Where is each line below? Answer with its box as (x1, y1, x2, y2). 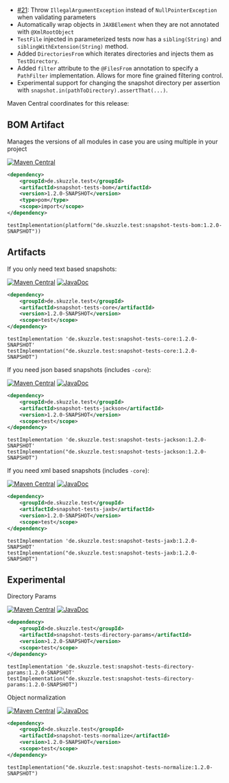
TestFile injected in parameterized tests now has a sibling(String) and (16, 35, 221, 43)
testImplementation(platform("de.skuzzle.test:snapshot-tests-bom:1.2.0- (7, 222, 223, 229)
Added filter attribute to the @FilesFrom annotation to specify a (16, 65, 199, 72)
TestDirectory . (16, 57, 60, 65)
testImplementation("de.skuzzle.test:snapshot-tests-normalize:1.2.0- (7, 764, 213, 771)
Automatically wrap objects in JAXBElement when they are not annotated (16, 21, 219, 28)
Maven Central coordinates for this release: (7, 100, 130, 107)
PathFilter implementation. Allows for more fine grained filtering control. (16, 71, 224, 80)
